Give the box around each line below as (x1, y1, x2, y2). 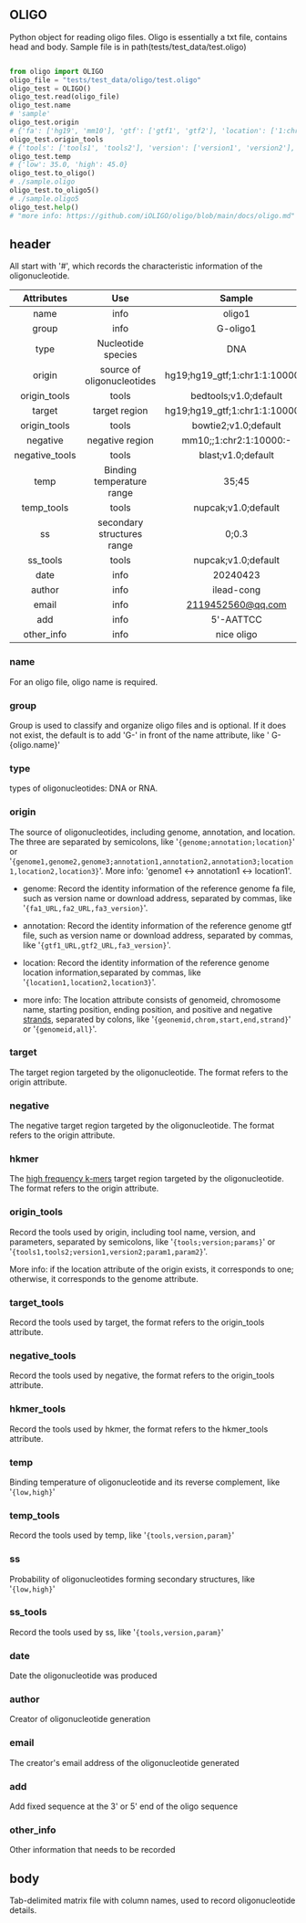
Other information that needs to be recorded (9, 1844, 176, 1855)
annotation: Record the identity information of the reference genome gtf (22, 919, 292, 930)
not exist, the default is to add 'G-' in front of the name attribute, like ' (9, 730, 270, 741)
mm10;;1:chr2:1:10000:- (181, 434, 291, 447)
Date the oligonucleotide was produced (9, 1670, 158, 1681)
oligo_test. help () (9, 203, 79, 212)
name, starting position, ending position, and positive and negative (22, 1004, 273, 1014)
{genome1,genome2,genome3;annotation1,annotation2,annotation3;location (12, 857, 294, 867)
